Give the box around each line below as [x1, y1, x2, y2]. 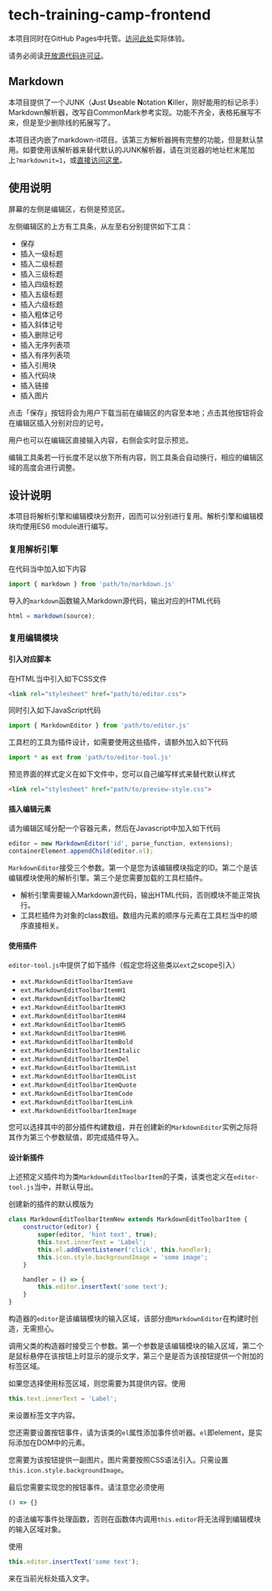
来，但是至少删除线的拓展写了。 [8, 118, 115, 127]
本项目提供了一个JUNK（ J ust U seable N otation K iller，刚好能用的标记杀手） [8, 97, 263, 107]
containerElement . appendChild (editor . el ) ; [8, 847, 154, 856]
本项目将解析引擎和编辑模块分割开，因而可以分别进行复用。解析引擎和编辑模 [8, 511, 264, 521]
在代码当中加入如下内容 [8, 563, 87, 573]
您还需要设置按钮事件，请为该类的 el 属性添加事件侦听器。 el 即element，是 [8, 1427, 256, 1437]
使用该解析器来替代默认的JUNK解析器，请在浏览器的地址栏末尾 [36, 144, 249, 155]
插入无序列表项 [19, 340, 70, 349]
